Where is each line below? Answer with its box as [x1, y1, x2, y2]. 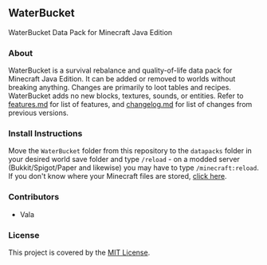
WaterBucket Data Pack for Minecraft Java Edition [8, 27, 173, 37]
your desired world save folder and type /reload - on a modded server [8, 155, 241, 164]
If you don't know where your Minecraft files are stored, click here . [8, 172, 227, 181]
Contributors [8, 192, 60, 203]
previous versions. [8, 108, 69, 118]
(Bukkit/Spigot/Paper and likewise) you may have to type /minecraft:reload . [8, 163, 259, 172]
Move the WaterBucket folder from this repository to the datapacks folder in [8, 146, 253, 156]
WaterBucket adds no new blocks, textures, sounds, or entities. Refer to [8, 91, 244, 101]
